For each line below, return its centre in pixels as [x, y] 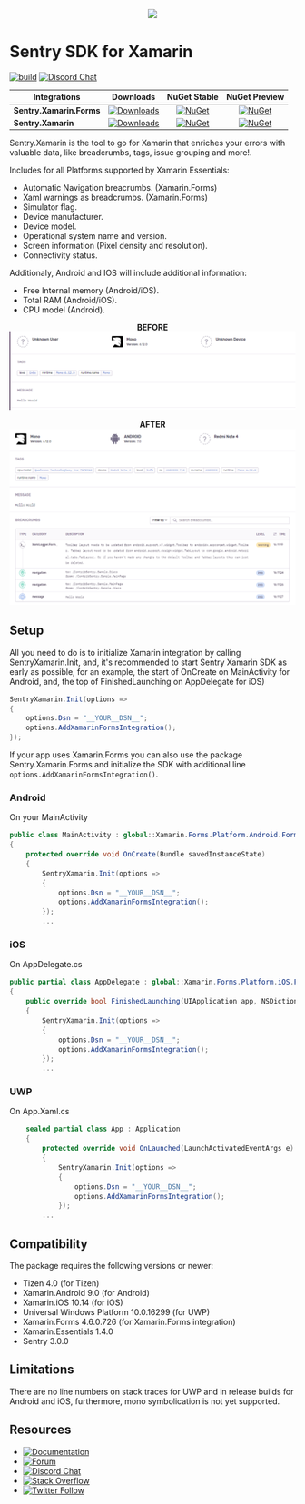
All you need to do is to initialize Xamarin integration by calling [125, 652]
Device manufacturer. [63, 217]
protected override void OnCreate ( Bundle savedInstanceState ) [146, 855]
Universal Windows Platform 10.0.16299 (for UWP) [116, 1311]
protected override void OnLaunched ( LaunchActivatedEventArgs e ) [168, 1149]
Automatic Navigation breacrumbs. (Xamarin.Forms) [120, 188]
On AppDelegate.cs [46, 965]
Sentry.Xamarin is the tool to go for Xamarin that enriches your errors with [148, 143]
